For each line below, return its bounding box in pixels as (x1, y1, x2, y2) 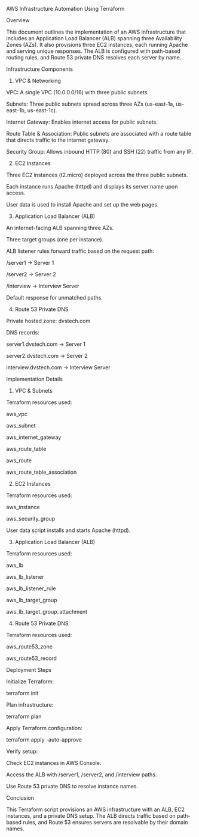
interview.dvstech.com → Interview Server (6, 364, 111, 371)
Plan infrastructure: (6, 701, 54, 708)
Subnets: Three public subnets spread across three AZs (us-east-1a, (6, 100, 174, 107)
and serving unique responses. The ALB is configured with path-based (6, 47, 181, 55)
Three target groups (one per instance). (6, 236, 104, 243)
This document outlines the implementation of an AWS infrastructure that (6, 28, 186, 35)
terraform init (6, 690, 39, 696)
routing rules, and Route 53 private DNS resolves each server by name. (6, 54, 182, 61)
